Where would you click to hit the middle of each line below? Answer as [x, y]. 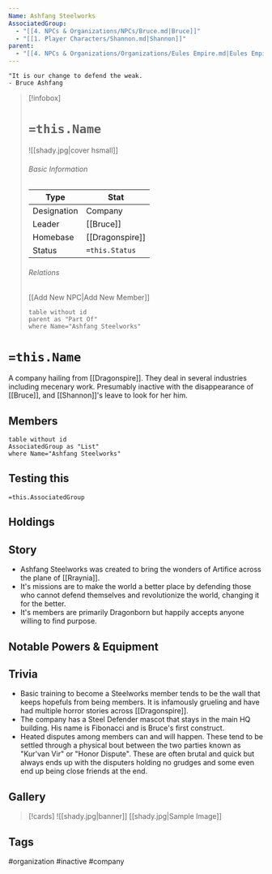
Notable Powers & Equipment [84, 646]
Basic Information [58, 169]
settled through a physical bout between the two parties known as [130, 745]
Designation [55, 211]
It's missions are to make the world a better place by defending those [136, 587]
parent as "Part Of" [63, 320]
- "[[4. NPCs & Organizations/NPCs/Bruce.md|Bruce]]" [108, 31]
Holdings [32, 522]
